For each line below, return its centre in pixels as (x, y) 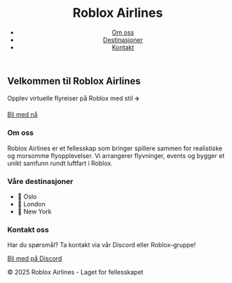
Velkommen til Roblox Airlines (74, 81)
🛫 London (31, 204)
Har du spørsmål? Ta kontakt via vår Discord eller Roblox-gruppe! (102, 245)
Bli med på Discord (35, 258)
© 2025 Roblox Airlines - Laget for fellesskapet (75, 272)
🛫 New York (34, 211)
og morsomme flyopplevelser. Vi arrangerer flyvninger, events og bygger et (116, 155)
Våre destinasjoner (40, 181)
